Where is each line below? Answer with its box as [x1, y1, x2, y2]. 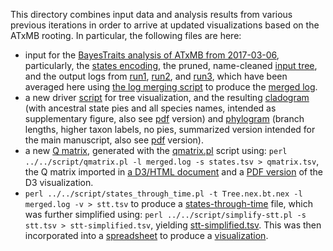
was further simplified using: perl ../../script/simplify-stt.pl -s [24, 209, 307, 220]
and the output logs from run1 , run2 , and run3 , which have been [24, 70, 288, 82]
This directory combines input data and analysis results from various [10, 9, 293, 20]
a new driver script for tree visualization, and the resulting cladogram [24, 92, 310, 103]
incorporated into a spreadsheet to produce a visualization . [24, 230, 269, 241]
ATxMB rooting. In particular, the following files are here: [10, 30, 242, 41]
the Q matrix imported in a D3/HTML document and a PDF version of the [24, 166, 323, 178]
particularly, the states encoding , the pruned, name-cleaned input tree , [24, 60, 318, 71]
